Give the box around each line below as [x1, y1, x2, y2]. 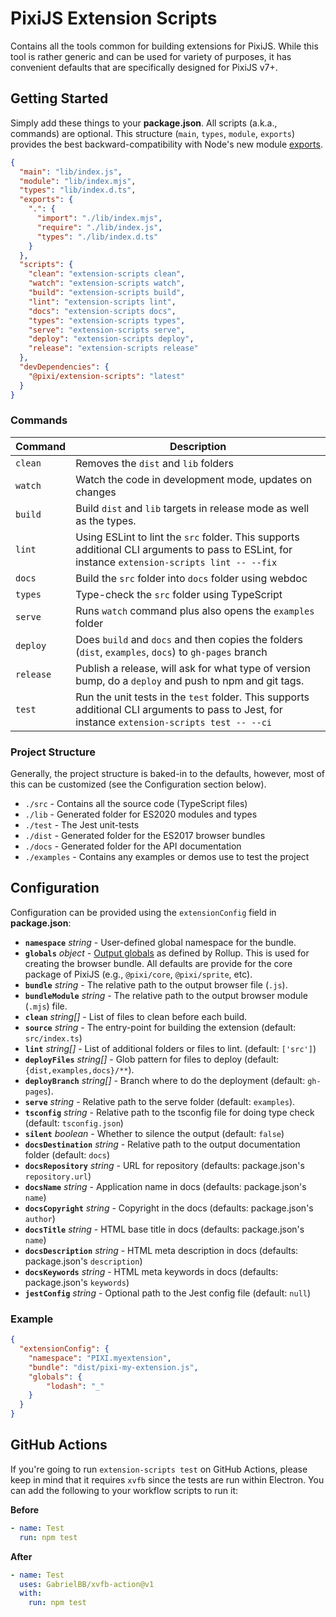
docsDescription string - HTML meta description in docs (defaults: [24, 1244, 299, 1256]
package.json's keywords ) [24, 1276, 130, 1288]
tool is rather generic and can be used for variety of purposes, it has [10, 50, 292, 62]
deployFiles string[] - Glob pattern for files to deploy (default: [24, 1053, 280, 1065]
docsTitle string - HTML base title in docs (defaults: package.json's [24, 1223, 305, 1235]
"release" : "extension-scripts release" [28, 343, 199, 354]
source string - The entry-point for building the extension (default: [24, 1021, 297, 1033]
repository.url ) [24, 1170, 92, 1182]
